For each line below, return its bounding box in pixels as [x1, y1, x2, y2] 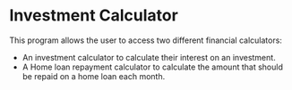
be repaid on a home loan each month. [21, 70, 166, 81]
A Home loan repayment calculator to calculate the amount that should [21, 61, 284, 72]
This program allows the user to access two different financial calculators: [9, 35, 282, 45]
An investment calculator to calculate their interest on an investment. [21, 52, 276, 62]
